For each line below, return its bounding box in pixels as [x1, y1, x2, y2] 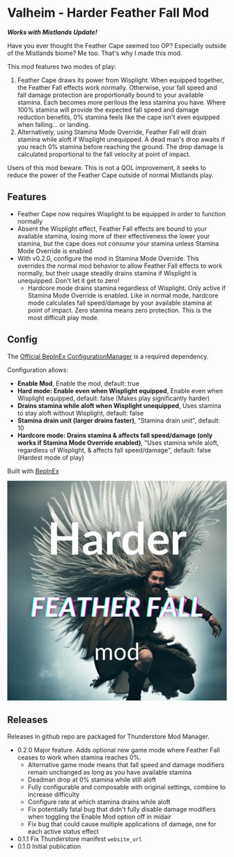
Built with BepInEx [7, 467, 59, 475]
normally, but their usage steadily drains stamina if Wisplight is [17, 268, 197, 277]
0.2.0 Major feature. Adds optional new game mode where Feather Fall [17, 746, 221, 754]
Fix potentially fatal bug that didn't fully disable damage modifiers [27, 805, 216, 814]
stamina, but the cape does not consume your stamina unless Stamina [17, 239, 219, 248]
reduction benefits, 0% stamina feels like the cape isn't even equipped [17, 113, 220, 121]
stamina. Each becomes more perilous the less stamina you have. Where [17, 98, 226, 106]
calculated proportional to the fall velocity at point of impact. [17, 150, 191, 158]
